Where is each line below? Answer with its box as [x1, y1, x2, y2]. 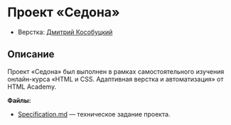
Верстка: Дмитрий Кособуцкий [17, 28, 113, 36]
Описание [7, 48, 55, 60]
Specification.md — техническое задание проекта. [17, 109, 171, 118]
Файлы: [7, 96, 31, 104]
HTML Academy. [7, 82, 57, 91]
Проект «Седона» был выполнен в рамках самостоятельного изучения [7, 67, 225, 75]
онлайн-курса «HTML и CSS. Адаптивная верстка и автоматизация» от [7, 75, 224, 83]
